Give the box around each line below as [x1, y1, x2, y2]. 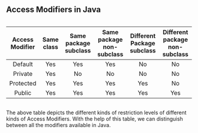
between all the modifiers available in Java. [6, 121, 111, 128]
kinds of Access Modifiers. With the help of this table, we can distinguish [6, 115, 183, 122]
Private [12, 69, 33, 78]
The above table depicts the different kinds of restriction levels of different [6, 109, 187, 116]
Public [14, 88, 32, 97]
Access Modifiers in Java [6, 5, 101, 15]
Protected [9, 79, 37, 87]
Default [12, 60, 34, 68]
